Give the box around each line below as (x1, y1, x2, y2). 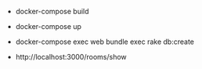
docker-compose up (15, 22, 82, 31)
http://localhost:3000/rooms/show (15, 53, 127, 61)
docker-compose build (15, 7, 89, 16)
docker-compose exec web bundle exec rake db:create (15, 37, 194, 46)
